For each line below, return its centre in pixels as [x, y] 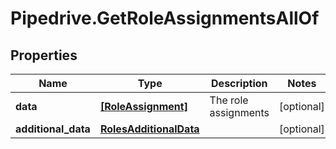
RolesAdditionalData [149, 129]
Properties [44, 55]
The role [229, 100]
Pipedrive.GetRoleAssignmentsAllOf [165, 18]
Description [239, 83]
